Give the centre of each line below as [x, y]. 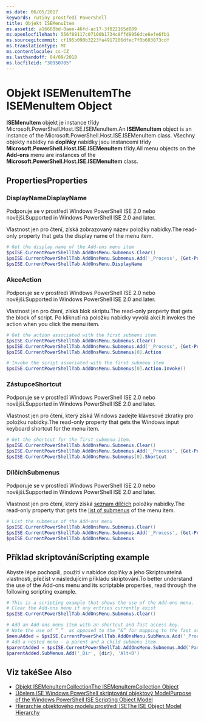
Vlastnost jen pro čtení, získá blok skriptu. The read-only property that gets [100, 311]
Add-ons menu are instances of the [51, 155]
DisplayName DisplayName [46, 198]
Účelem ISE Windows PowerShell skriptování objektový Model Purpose [103, 693]
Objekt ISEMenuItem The [69, 93]
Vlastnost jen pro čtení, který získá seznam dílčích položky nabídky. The [96, 504]
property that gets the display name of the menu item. [86, 236]
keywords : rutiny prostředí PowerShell [57, 18]
